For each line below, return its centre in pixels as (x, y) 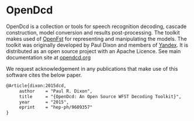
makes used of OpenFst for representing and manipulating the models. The (96, 39)
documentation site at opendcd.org (49, 57)
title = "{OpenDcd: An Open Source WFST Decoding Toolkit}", (100, 96)
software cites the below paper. (44, 75)
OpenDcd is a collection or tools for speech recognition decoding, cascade (96, 26)
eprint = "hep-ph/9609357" (56, 108)
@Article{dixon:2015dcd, (36, 85)
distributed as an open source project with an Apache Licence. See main (93, 51)
